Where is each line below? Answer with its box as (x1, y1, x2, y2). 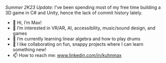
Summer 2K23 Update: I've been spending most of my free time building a (5, 5, 161, 10)
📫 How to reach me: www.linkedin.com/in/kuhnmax (12, 52, 122, 58)
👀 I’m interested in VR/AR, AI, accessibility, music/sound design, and (12, 25, 156, 31)
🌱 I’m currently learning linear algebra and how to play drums (12, 36, 141, 42)
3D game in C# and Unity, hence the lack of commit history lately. (5, 10, 143, 16)
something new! (12, 47, 47, 52)
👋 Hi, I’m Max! (12, 20, 42, 25)
